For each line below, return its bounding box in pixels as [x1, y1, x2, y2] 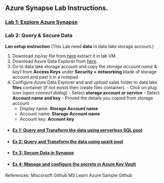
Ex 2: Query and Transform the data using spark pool [12, 138, 123, 144]
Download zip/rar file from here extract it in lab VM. [12, 53, 117, 59]
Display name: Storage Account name [19, 105, 98, 111]
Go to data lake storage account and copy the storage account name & [12, 63, 157, 69]
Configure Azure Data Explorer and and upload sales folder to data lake [12, 79, 158, 85]
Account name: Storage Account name [19, 111, 100, 117]
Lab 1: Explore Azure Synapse [5, 19, 78, 26]
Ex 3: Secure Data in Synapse [12, 150, 74, 156]
